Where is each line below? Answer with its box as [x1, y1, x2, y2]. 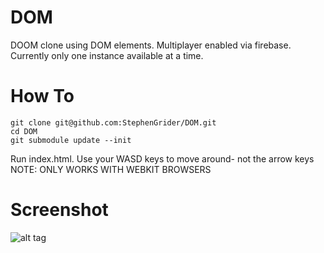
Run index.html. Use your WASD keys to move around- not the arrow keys [10, 152, 315, 165]
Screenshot [10, 199, 109, 221]
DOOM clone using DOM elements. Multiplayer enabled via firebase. [10, 39, 292, 51]
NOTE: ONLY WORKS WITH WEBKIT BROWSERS [10, 163, 212, 175]
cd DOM [10, 126, 38, 136]
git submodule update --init [10, 135, 132, 145]
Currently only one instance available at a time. [10, 49, 204, 61]
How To [10, 85, 75, 108]
